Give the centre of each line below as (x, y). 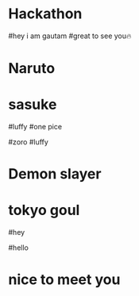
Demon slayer (55, 174)
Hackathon (45, 14)
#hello (19, 248)
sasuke (33, 105)
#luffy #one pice (35, 127)
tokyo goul (44, 210)
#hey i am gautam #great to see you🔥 (70, 36)
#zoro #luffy (29, 142)
